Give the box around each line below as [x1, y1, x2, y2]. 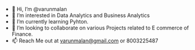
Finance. [11, 31, 34, 38]
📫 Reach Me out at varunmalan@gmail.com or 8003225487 [11, 37, 158, 44]
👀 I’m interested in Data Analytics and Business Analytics [11, 12, 150, 19]
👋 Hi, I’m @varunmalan [11, 6, 67, 12]
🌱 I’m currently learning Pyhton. [11, 18, 89, 25]
